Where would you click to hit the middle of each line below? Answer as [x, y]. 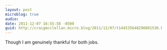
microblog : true [22, 14]
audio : [12, 19]
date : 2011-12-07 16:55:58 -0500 [40, 24]
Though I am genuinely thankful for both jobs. [52, 42]
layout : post [19, 10]
